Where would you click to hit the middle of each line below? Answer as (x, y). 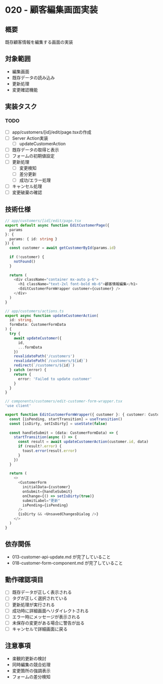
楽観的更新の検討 (29, 658)
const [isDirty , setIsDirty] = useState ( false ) (58, 424)
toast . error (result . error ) (50, 451)
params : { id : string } (33, 239)
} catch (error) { (28, 370)
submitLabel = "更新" (41, 500)
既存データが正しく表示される (42, 592)
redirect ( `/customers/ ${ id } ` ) (44, 366)
